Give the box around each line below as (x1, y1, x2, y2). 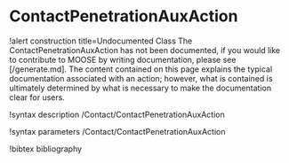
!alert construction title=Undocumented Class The (9, 35, 193, 46)
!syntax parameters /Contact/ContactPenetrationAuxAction (9, 126, 226, 136)
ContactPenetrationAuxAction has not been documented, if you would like (9, 44, 281, 55)
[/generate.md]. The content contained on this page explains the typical (9, 64, 273, 74)
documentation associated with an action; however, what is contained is (9, 73, 273, 83)
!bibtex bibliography (9, 144, 83, 154)
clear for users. (9, 91, 65, 103)
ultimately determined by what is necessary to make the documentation (9, 82, 272, 93)
